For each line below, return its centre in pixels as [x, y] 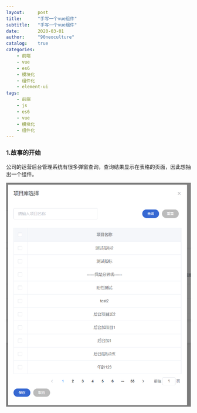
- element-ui [33, 87]
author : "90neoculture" [40, 37]
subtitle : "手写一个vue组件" [42, 25]
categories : [21, 50]
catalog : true [27, 44]
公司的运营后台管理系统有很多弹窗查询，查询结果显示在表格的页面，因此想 [96, 166]
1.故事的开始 [23, 153]
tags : [13, 93]
